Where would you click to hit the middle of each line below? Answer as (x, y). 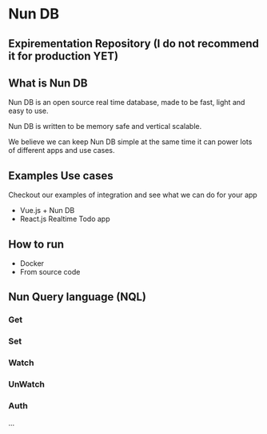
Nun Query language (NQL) (77, 297)
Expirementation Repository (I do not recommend (134, 44)
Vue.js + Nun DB (47, 211)
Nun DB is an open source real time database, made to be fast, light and (127, 102)
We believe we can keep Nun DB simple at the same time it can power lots (130, 142)
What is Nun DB (48, 83)
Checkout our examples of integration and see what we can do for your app (133, 195)
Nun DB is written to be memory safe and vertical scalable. (105, 127)
